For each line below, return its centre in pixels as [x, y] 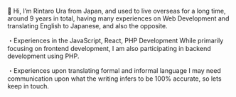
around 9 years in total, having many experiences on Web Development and [118, 18]
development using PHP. [43, 56]
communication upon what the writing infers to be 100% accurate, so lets [114, 79]
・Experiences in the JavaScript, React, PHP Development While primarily [116, 40]
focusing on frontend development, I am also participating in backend [109, 48]
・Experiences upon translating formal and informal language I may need [114, 70]
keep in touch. [28, 86]
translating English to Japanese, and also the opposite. [88, 26]
